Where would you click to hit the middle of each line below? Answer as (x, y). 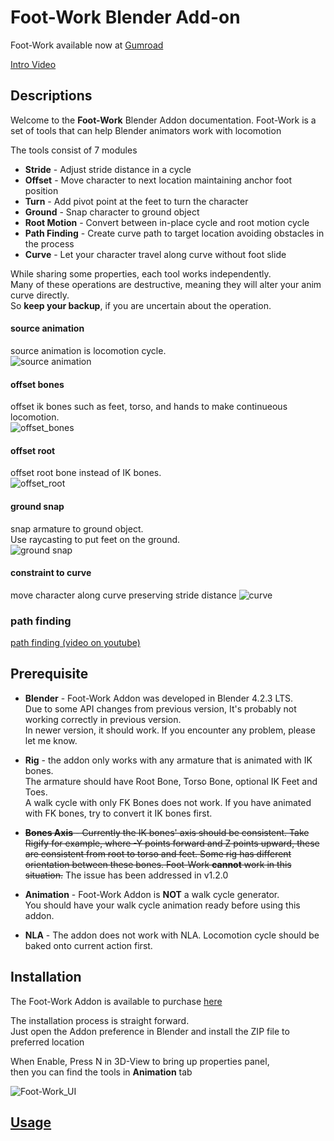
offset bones (37, 384)
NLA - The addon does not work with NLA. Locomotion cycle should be (172, 935)
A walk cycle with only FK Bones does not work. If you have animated (168, 802)
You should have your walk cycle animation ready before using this (162, 905)
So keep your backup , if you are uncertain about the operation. (141, 305)
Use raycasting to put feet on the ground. (95, 539)
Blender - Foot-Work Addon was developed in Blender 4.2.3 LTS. (159, 698)
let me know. (51, 740)
